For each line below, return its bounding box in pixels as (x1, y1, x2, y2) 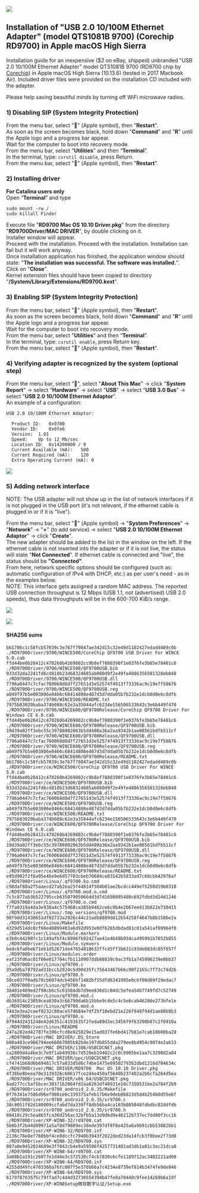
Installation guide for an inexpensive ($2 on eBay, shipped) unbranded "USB (6, 56, 193, 64)
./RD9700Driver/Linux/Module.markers (6, 930, 100, 936)
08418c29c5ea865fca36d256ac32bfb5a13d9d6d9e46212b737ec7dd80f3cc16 (6, 1112, 177, 1118)
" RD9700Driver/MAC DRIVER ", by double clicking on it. (6, 227, 143, 235)
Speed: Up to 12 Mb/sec (11, 436, 78, 442)
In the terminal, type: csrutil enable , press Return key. (6, 338, 141, 345)
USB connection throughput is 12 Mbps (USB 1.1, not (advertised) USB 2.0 (6, 589, 186, 596)
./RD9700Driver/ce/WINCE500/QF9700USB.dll (6, 790, 113, 796)
